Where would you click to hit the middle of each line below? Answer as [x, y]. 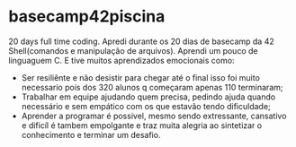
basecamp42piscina [87, 17]
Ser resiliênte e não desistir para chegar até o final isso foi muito [140, 77]
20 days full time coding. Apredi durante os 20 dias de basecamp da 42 [142, 41]
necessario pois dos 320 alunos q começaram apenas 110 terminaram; [152, 87]
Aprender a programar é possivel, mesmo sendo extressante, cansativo [154, 116]
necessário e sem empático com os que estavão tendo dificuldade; [146, 106]
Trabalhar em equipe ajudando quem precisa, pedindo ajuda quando [148, 97]
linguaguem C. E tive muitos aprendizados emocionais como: [121, 60]
